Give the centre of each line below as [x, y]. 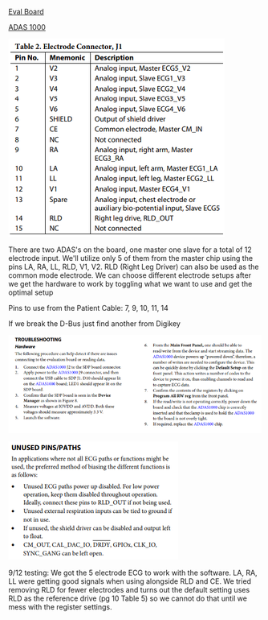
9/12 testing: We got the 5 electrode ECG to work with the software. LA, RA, [133, 573]
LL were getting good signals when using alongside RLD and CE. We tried [130, 581]
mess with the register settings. [60, 607]
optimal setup [31, 292]
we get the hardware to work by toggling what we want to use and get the [130, 284]
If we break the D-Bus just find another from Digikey [94, 324]
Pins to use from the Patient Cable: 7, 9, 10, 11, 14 [88, 308]
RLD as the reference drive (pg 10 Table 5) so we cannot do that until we [128, 598]
